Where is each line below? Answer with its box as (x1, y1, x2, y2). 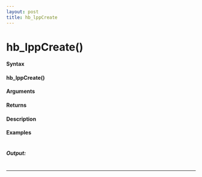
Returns (6, 101, 27, 109)
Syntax (6, 61, 25, 68)
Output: (6, 149, 26, 157)
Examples (6, 129, 32, 136)
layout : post (6, 8, 39, 15)
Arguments (6, 88, 35, 95)
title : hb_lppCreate (6, 14, 58, 20)
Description (6, 115, 37, 122)
